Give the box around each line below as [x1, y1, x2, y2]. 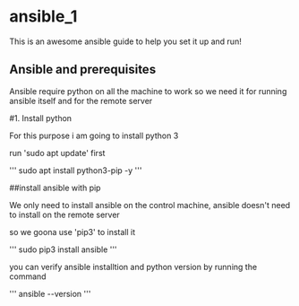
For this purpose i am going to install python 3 [9, 130, 179, 141]
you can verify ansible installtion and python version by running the [9, 261, 258, 272]
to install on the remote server [9, 209, 121, 220]
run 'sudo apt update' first [9, 147, 106, 158]
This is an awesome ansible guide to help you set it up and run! [9, 36, 242, 47]
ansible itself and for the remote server [9, 95, 153, 106]
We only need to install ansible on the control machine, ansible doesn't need [9, 199, 291, 210]
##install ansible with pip [9, 182, 101, 193]
